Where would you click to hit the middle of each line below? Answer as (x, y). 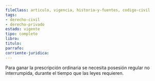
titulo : (14, 44)
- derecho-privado (25, 24)
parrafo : (15, 48)
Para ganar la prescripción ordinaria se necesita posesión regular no (77, 68)
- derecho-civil (23, 19)
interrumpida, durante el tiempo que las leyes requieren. (65, 73)
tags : (11, 15)
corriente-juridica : (27, 53)
